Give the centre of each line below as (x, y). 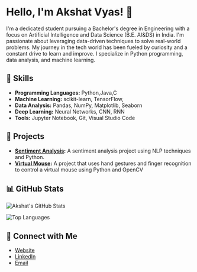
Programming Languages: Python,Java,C (66, 93)
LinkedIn (25, 257)
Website (25, 250)
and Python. (30, 157)
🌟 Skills (20, 78)
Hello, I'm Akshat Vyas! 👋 (70, 12)
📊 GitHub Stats (35, 189)
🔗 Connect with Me (42, 236)
